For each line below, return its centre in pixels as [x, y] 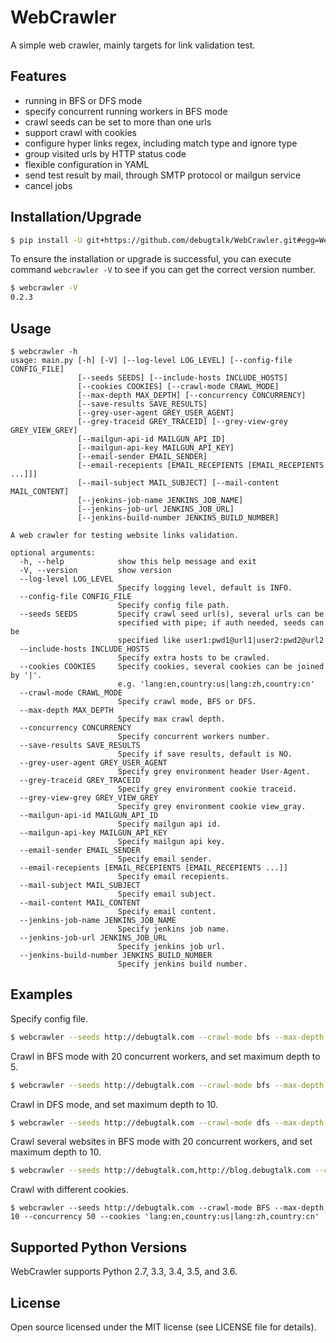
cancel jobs [48, 185]
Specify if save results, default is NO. [205, 754]
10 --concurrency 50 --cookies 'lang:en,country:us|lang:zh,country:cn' [165, 1217]
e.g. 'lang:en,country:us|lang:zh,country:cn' [216, 684]
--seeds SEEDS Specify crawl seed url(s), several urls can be [172, 614]
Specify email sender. [165, 859]
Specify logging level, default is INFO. [205, 588]
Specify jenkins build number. [182, 964]
